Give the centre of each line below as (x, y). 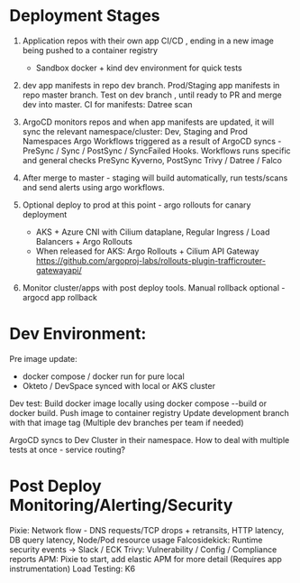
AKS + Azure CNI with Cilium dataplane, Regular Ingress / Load (153, 232)
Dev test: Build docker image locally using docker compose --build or (138, 403)
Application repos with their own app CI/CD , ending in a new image (148, 41)
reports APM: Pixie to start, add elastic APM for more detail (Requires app (145, 559)
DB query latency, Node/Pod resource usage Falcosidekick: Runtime (136, 540)
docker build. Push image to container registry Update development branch (150, 412)
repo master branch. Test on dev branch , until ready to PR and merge (152, 95)
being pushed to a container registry (90, 50)
